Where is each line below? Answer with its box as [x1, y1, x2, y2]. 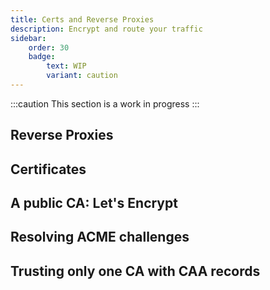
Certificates [10, 161, 87, 178]
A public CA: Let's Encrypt [10, 195, 178, 212]
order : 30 [28, 42, 70, 53]
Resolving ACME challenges [10, 229, 190, 246]
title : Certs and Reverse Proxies [10, 14, 155, 25]
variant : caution [46, 71, 118, 81]
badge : [28, 52, 56, 62]
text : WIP [46, 61, 87, 71]
